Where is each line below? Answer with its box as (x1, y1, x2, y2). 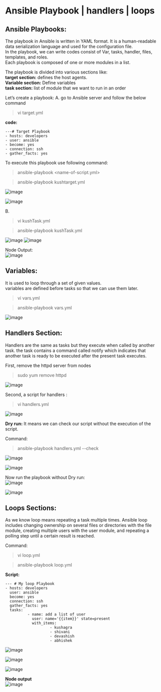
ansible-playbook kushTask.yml (17, 227, 82, 233)
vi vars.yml (17, 295, 40, 301)
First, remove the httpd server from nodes (5, 362, 91, 368)
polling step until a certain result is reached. (5, 533, 95, 539)
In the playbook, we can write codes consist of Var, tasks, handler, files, (5, 49, 153, 54)
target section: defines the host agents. (5, 74, 87, 80)
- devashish (49, 634, 75, 639)
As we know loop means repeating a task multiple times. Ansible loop (5, 517, 148, 523)
